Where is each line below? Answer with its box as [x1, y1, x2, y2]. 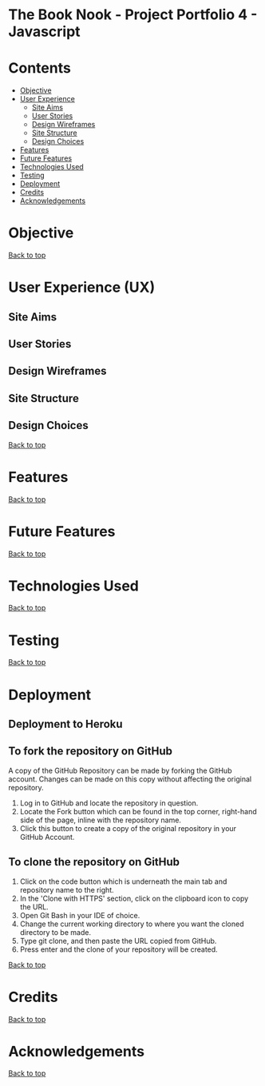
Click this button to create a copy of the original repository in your [19, 823, 237, 833]
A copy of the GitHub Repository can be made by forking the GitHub [8, 766, 232, 775]
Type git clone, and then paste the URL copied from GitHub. [19, 936, 217, 945]
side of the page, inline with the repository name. [19, 815, 182, 825]
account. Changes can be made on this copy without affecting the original [8, 774, 252, 784]
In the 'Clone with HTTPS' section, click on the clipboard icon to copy [19, 893, 249, 903]
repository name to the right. [19, 885, 114, 894]
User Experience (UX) [8, 278, 156, 296]
